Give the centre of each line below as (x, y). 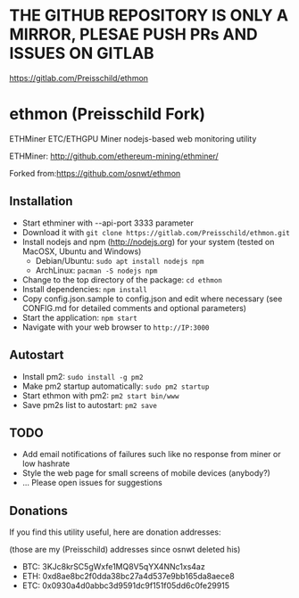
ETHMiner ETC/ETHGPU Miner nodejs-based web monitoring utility (133, 138)
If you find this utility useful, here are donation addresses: (115, 532)
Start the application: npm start (80, 317)
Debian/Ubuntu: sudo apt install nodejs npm (120, 260)
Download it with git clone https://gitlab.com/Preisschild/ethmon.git (156, 232)
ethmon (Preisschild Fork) (108, 115)
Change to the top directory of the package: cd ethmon (122, 279)
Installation (41, 201)
